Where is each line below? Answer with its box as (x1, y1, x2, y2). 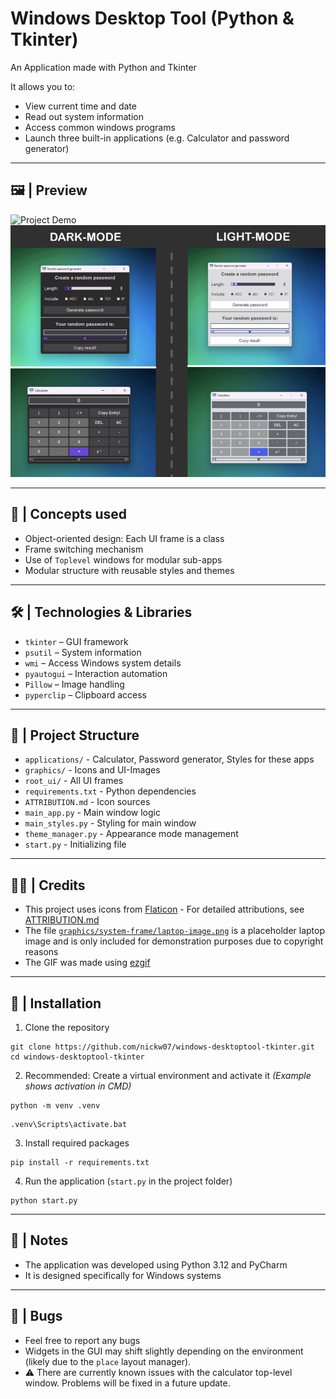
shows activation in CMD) (24, 1080, 132, 1092)
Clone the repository (24, 1022, 110, 1033)
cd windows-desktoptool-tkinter (10, 1052, 145, 1062)
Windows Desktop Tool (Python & (10, 7, 295, 30)
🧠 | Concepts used (10, 506, 127, 523)
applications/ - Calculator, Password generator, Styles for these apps (24, 753, 315, 766)
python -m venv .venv (10, 1101, 101, 1111)
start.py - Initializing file (24, 838, 127, 851)
